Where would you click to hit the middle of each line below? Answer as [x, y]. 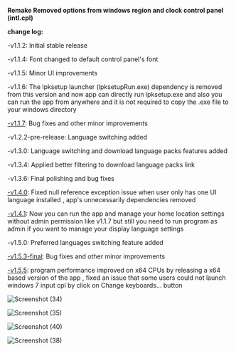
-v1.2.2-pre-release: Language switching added [77, 137]
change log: [26, 32]
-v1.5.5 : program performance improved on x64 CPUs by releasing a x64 [114, 270]
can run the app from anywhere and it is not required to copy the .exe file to [118, 102]
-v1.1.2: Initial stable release [47, 45]
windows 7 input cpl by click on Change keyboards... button [95, 285]
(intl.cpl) [20, 18]
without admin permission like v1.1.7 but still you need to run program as [113, 221]
